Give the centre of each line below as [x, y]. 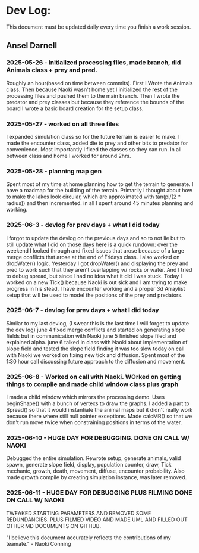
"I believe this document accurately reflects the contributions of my [89, 538]
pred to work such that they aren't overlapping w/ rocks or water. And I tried [99, 269]
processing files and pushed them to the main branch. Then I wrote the [93, 95]
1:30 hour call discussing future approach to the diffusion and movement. [96, 361]
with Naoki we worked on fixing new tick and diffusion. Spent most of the [96, 355]
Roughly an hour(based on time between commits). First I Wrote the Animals [99, 83]
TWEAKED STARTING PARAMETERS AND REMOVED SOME [79, 513]
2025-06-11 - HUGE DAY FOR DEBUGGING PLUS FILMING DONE [99, 493]
